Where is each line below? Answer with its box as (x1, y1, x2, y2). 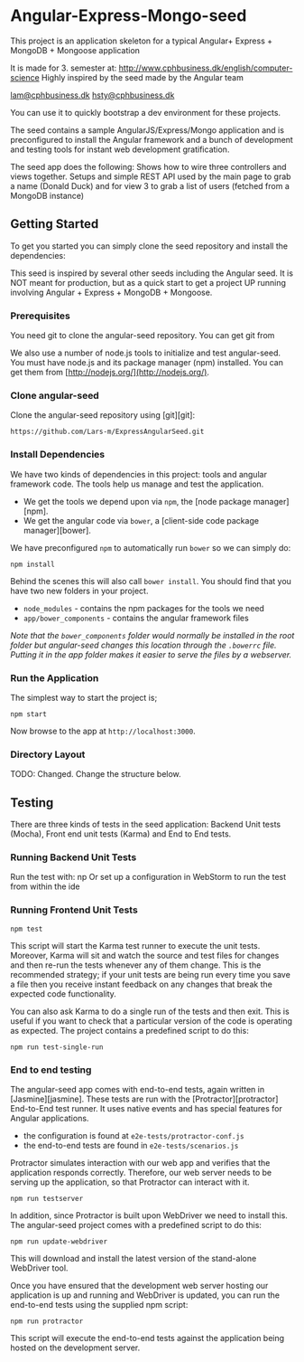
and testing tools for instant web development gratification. (10, 144, 230, 155)
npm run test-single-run (10, 1042, 104, 1052)
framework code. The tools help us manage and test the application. (10, 478, 264, 489)
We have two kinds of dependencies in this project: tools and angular (10, 468, 267, 479)
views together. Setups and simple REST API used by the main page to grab (10, 171, 291, 182)
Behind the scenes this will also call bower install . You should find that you (10, 575, 292, 586)
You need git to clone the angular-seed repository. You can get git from (10, 330, 275, 341)
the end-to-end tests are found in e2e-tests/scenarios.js (23, 1140, 239, 1150)
